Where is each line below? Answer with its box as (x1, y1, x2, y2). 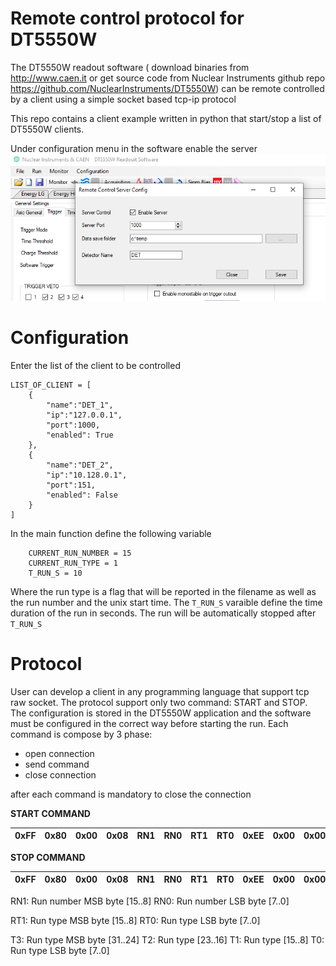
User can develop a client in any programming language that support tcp (10, 685, 310, 697)
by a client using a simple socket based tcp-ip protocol (10, 93, 237, 105)
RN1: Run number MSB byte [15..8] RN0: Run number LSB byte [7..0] (10, 895, 290, 907)
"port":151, (46, 480, 97, 490)
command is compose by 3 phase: (10, 728, 153, 740)
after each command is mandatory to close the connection (10, 788, 252, 800)
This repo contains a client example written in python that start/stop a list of (10, 112, 322, 124)
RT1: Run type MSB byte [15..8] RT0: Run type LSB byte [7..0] (10, 914, 261, 926)
